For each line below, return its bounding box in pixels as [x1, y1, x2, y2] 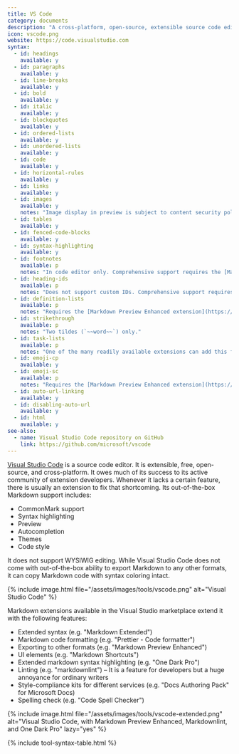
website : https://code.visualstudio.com [7, 37, 129, 44]
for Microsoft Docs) [17, 688, 75, 696]
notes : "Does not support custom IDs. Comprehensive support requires [20, 288, 234, 295]
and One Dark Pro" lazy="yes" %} [7, 724, 107, 733]
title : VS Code [7, 10, 53, 18]
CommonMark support [17, 504, 85, 513]
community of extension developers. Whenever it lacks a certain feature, [7, 475, 221, 484]
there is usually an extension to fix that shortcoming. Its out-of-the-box [7, 483, 216, 491]
